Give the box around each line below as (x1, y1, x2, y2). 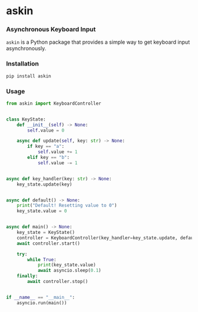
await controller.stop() (27, 279, 88, 285)
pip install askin (6, 73, 51, 79)
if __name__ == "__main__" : (6, 294, 75, 300)
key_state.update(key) (16, 181, 72, 187)
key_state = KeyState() (16, 229, 75, 236)
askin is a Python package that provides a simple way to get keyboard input (6, 38, 190, 45)
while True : (27, 256, 57, 262)
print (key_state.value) (37, 262, 96, 268)
